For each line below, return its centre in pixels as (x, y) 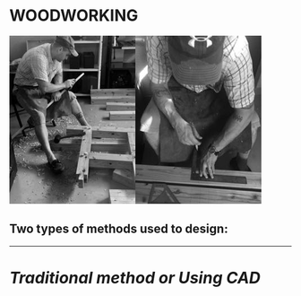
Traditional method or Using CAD (135, 278)
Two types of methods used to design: (119, 229)
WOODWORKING (74, 16)
